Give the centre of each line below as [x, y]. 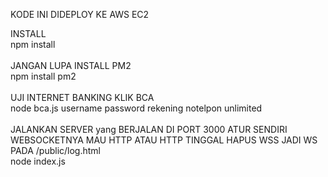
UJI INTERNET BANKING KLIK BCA [82, 97]
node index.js [38, 161]
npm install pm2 [43, 76]
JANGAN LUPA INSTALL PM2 [71, 65]
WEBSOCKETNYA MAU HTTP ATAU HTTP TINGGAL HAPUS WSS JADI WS [164, 140]
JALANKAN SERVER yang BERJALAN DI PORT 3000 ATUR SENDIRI [149, 129]
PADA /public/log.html [55, 150]
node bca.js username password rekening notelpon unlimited [136, 108]
